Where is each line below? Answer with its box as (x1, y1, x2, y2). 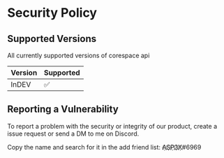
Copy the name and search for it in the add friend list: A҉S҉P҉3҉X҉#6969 (7, 143, 202, 151)
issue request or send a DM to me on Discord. (7, 129, 140, 138)
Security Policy (7, 5, 98, 21)
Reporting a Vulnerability (7, 103, 119, 115)
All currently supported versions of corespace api (7, 51, 150, 59)
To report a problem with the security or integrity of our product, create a (7, 122, 218, 130)
